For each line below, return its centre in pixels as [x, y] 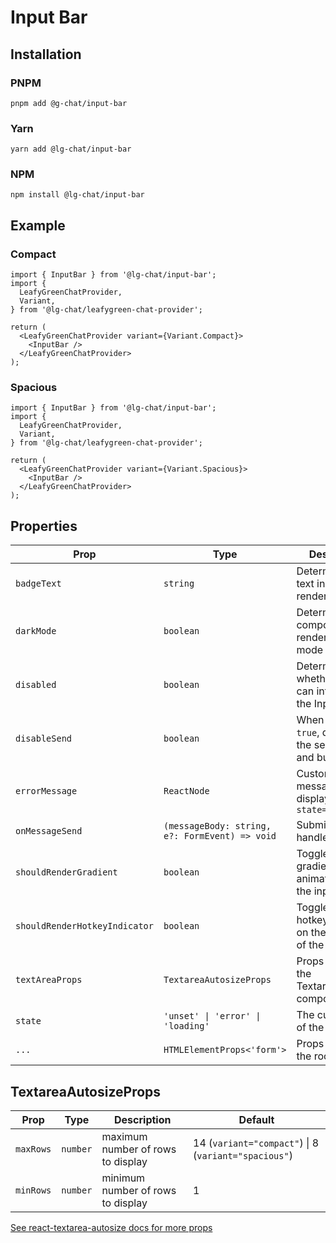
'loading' [186, 1026]
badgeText [38, 584]
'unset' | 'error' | [212, 1016]
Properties [44, 526]
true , [308, 733]
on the [311, 933]
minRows [33, 1190]
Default [256, 1120]
